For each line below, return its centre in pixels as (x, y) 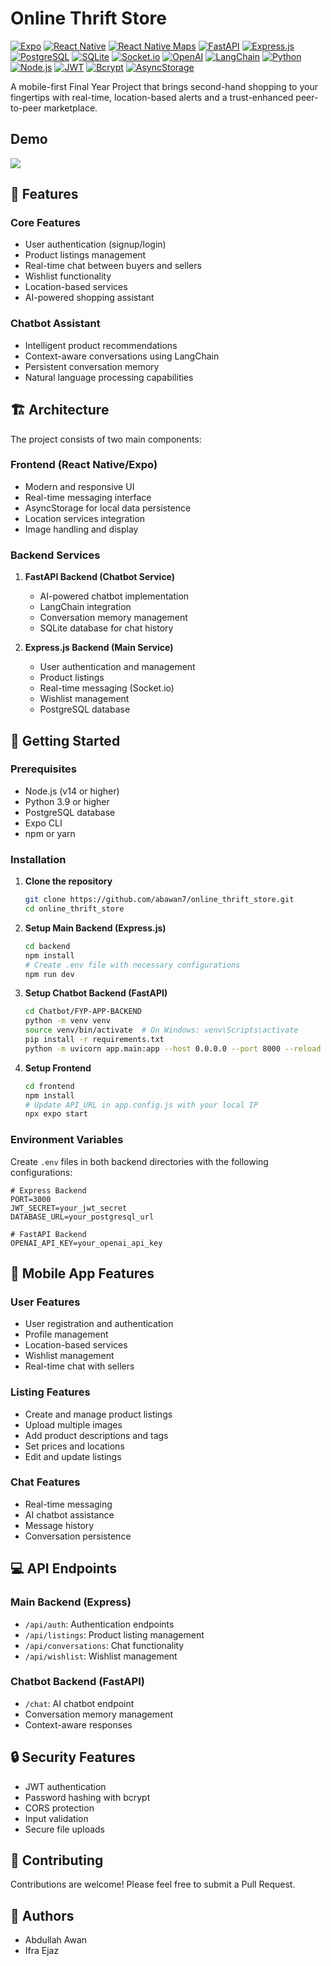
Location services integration (85, 518)
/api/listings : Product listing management (114, 1634)
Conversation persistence (78, 1536)
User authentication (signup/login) (95, 244)
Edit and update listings (73, 1456)
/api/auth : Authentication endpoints (99, 1624)
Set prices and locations (74, 1446)
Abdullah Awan (56, 1940)
